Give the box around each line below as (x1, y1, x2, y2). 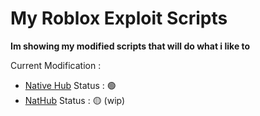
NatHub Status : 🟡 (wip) (24, 94, 126, 106)
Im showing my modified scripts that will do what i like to (10, 40, 251, 52)
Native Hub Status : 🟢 (24, 79, 117, 91)
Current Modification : (10, 59, 102, 71)
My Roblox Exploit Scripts (10, 7, 228, 30)
